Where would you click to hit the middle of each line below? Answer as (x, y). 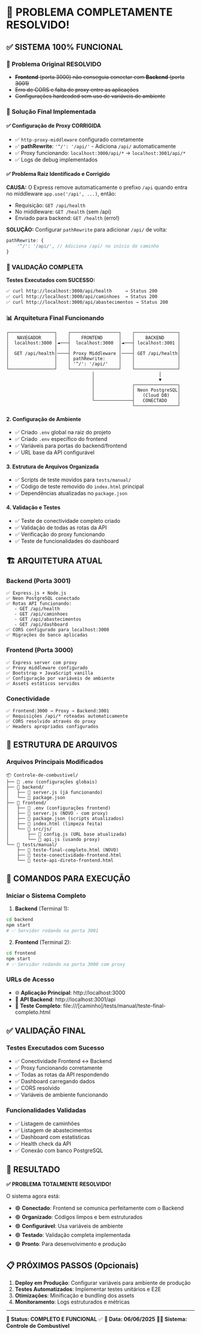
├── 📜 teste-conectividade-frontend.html (69, 855)
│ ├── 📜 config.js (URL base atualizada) (67, 834)
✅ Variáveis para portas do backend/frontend (71, 446)
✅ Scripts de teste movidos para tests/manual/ (73, 480)
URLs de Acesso (31, 979)
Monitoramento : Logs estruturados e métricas (72, 1302)
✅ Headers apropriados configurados (52, 726)
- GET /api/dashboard (41, 625)
